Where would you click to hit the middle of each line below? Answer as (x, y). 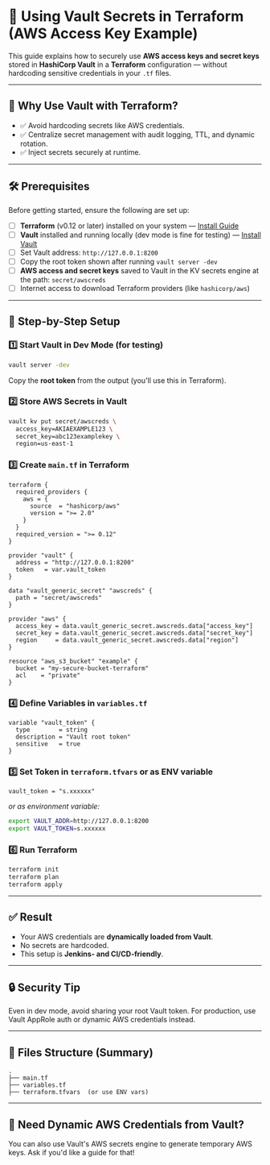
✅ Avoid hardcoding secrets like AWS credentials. (102, 125)
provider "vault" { (41, 555)
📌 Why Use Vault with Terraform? (93, 106)
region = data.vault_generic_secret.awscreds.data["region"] (127, 640)
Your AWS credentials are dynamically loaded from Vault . (117, 936)
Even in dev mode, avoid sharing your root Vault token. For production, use (132, 1011)
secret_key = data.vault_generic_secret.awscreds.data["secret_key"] (134, 633)
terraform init (34, 870)
